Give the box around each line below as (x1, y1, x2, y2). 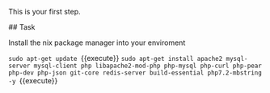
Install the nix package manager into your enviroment (8, 38, 186, 47)
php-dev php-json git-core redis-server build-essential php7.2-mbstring (8, 69, 263, 77)
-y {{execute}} (8, 76, 58, 85)
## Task (8, 22, 36, 31)
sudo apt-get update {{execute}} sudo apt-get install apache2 (8, 54, 223, 63)
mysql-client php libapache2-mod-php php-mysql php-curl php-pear (33, 62, 263, 70)
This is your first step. (8, 7, 81, 16)
